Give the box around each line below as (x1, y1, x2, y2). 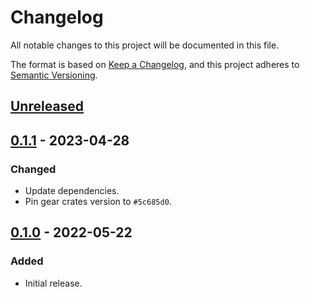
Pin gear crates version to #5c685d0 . (24, 196, 172, 208)
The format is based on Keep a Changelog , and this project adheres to (10, 58, 300, 70)
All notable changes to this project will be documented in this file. (10, 39, 280, 51)
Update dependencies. (24, 185, 120, 197)
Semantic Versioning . (10, 69, 98, 81)
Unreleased (10, 98, 85, 115)
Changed (10, 162, 57, 176)
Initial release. (24, 277, 83, 289)
